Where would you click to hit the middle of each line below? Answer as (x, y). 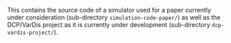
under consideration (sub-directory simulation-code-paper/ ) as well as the (114, 17)
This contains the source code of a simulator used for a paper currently (109, 10)
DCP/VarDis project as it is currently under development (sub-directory (109, 25)
